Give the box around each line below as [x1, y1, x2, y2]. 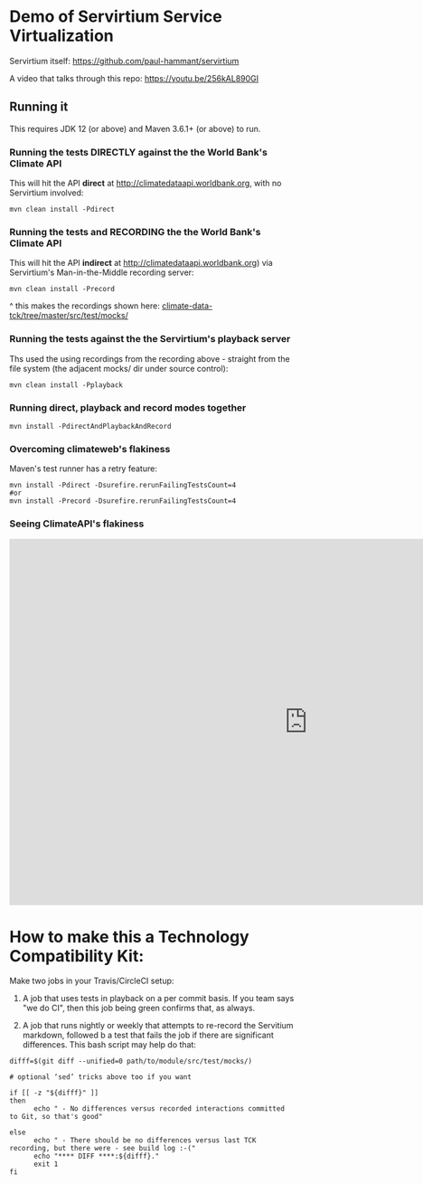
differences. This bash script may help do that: [22, 1039, 197, 1050]
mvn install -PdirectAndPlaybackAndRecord [9, 422, 172, 431]
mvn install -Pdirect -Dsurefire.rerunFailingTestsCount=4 [9, 481, 237, 490]
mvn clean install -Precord [9, 285, 116, 294]
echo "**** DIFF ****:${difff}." [33, 1151, 160, 1161]
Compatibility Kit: [9, 945, 145, 966]
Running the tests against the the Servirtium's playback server [9, 333, 291, 346]
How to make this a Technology [9, 926, 250, 947]
